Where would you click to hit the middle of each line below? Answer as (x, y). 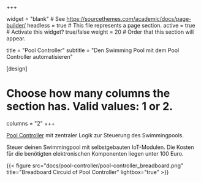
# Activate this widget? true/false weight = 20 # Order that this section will (100, 32)
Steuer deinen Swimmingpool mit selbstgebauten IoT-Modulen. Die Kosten (100, 147)
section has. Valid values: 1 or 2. (90, 106)
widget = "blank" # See (36, 19)
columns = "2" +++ (31, 123)
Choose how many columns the (88, 93)
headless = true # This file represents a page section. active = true (111, 25)
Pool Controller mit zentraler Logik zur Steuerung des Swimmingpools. (95, 135)
